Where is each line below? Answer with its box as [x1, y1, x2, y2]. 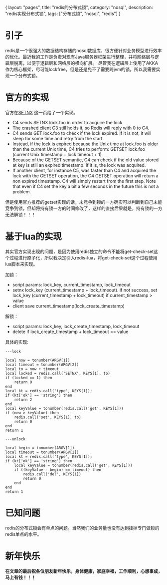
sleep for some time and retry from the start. [12, 135, 104, 141]
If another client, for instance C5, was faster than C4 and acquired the [12, 167, 156, 173]
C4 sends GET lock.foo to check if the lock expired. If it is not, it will [12, 130, 152, 136]
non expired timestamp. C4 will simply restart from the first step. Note [12, 178, 156, 184]
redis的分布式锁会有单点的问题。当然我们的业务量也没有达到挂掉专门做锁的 [5, 525, 160, 531]
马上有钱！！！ [5, 574, 36, 580]
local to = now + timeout [5, 366, 59, 372]
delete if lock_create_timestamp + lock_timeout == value [12, 329, 129, 335]
